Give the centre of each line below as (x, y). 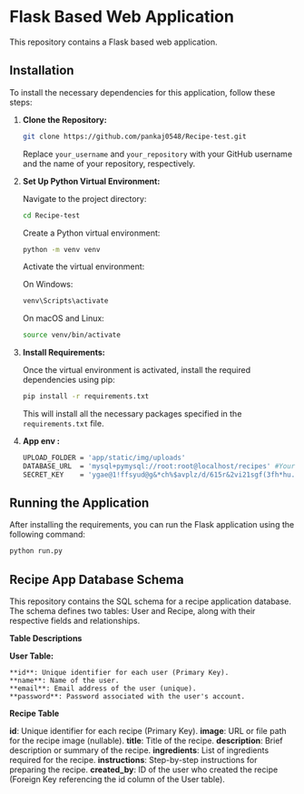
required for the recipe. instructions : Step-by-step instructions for (133, 760)
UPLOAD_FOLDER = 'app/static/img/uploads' (104, 457)
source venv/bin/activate (71, 335)
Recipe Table (34, 714)
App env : (41, 441)
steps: (21, 102)
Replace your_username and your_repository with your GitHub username (157, 154)
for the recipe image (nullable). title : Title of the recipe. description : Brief (146, 741)
